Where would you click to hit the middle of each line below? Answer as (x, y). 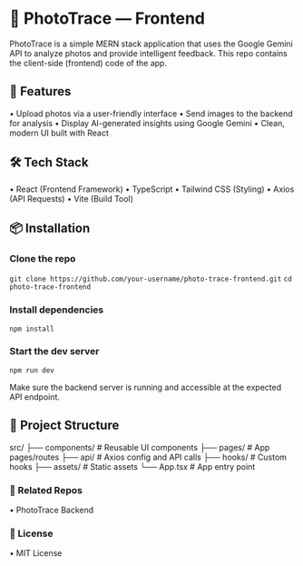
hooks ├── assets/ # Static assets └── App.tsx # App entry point (132, 466)
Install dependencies (57, 310)
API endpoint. (35, 397)
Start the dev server (54, 352)
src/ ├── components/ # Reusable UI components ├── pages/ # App (140, 447)
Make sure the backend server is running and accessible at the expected (146, 387)
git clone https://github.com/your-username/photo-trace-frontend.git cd (151, 279)
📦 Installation (50, 228)
